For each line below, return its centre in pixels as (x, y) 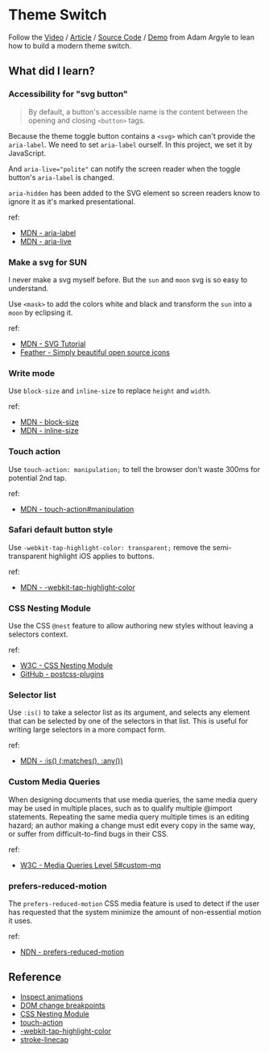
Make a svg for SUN (48, 262)
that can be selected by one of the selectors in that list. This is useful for (128, 721)
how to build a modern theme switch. (70, 45)
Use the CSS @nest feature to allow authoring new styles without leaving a (131, 626)
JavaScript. (27, 153)
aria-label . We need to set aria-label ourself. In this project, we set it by (130, 144)
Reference (35, 977)
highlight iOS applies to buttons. (101, 556)
